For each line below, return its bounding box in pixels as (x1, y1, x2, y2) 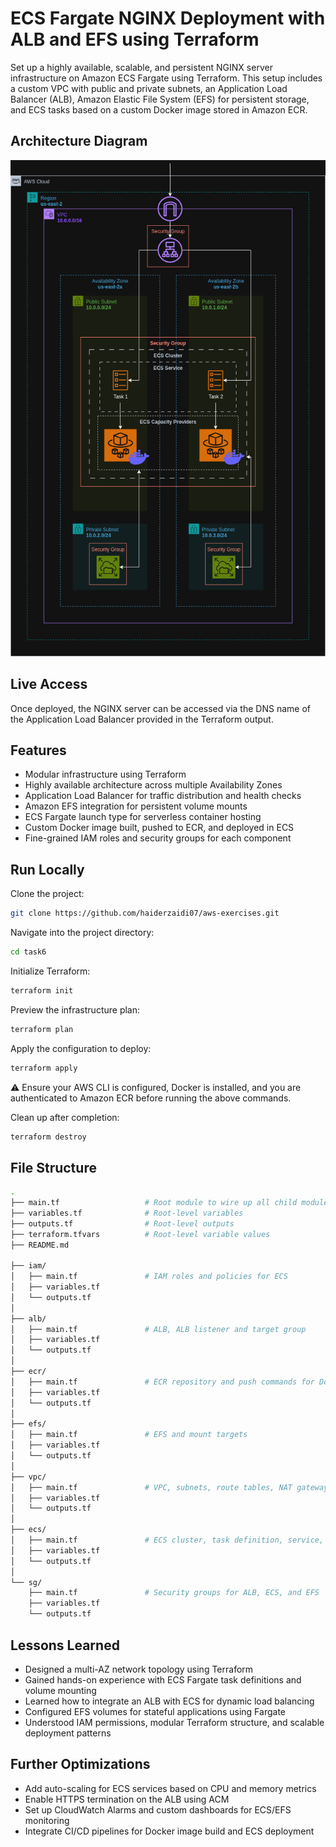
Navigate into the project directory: (10, 927, 155, 939)
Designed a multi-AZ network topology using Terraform (24, 1663, 254, 1675)
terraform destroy (10, 1132, 87, 1142)
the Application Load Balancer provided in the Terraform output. (10, 713, 274, 725)
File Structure (10, 1159, 97, 1176)
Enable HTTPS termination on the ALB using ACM (24, 1793, 230, 1805)
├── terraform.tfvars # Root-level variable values (10, 1229, 271, 1239)
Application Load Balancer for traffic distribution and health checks (24, 790, 302, 802)
